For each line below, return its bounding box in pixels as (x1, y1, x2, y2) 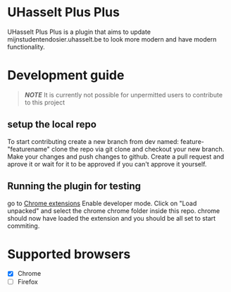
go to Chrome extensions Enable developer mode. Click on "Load (7, 199, 197, 207)
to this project (24, 98, 65, 107)
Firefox (17, 277, 39, 286)
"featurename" (7, 145, 51, 153)
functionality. (7, 42, 46, 51)
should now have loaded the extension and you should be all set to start (7, 214, 216, 222)
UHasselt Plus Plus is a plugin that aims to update (7, 28, 151, 36)
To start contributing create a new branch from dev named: (7, 137, 180, 145)
